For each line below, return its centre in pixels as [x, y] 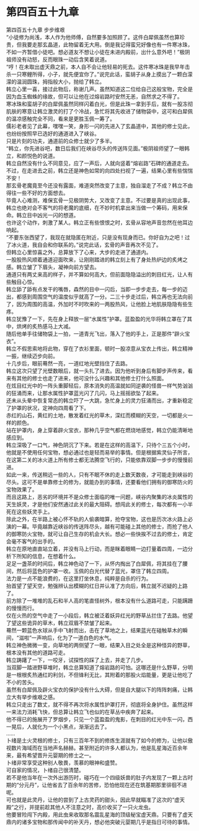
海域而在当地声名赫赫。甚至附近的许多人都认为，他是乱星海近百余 [102, 747]
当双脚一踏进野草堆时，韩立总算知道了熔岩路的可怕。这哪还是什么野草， [94, 667]
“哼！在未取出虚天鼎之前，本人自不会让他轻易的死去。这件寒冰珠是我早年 [96, 66]
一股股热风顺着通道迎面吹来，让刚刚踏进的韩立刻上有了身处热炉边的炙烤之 [97, 259]
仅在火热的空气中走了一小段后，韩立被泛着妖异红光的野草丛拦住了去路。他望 [99, 615]
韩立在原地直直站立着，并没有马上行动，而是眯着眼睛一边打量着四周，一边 [97, 549]
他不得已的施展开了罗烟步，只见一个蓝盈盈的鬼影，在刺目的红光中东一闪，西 [99, 719]
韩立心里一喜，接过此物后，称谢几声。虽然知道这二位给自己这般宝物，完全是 [99, 89]
